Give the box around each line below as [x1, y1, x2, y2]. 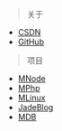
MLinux [17, 92, 46, 103]
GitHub [17, 36, 45, 47]
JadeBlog [17, 102, 54, 112]
